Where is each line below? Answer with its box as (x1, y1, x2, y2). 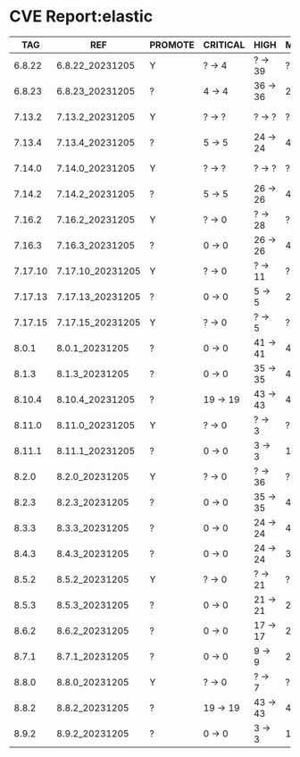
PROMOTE (149, 38, 195, 51)
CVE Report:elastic (9, 6, 154, 27)
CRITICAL (203, 38, 246, 51)
